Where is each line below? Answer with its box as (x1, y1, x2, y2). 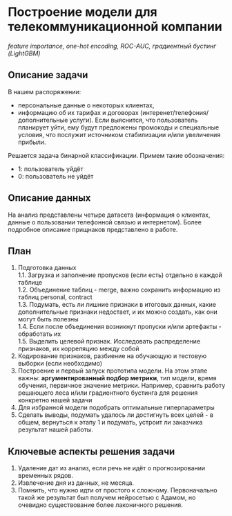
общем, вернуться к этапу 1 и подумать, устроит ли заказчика (17, 418, 203, 427)
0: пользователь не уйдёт (17, 172, 94, 180)
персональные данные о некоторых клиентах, (17, 101, 155, 109)
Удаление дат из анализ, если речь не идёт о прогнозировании (17, 464, 206, 472)
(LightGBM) (8, 49, 41, 57)
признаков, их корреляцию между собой (17, 344, 139, 353)
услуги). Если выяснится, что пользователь (69, 116, 198, 124)
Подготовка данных (17, 264, 77, 272)
